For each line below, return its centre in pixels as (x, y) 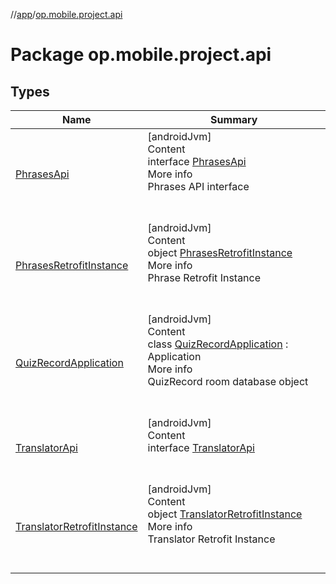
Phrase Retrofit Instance (204, 277)
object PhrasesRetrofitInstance (220, 252)
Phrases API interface (198, 186)
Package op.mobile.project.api (141, 55)
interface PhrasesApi (197, 161)
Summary (234, 119)
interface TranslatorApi (201, 447)
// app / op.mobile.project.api (66, 14)
